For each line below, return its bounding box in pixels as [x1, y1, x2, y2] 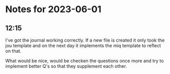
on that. [5, 48, 22, 54]
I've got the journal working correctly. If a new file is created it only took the [5, 37, 165, 43]
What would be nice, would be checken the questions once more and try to [5, 58, 164, 64]
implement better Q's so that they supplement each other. [5, 63, 127, 69]
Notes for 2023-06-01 [5, 4, 101, 15]
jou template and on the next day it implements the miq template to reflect [5, 43, 161, 49]
